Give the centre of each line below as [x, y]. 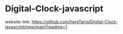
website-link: [18, 22]
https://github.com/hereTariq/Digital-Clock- [75, 22]
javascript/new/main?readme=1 [36, 26]
